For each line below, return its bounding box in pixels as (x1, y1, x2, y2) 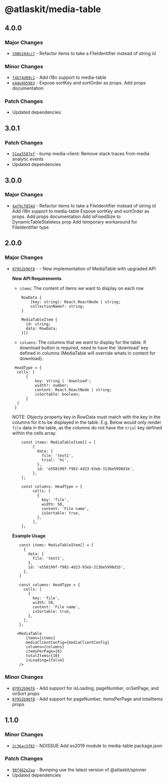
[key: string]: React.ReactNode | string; (30, 299, 121, 304)
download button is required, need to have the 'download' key (19, 344, 149, 351)
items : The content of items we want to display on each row (19, 285, 144, 291)
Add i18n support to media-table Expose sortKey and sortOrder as (12, 208, 150, 214)
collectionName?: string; (30, 303, 85, 309)
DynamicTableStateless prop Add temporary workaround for (12, 219, 137, 225)
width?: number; (34, 383, 69, 388)
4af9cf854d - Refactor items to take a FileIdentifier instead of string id (12, 202, 156, 208)
